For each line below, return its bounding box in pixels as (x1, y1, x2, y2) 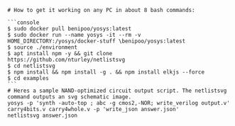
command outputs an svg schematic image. (7, 93, 132, 101)
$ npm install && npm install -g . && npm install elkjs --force (7, 69, 204, 76)
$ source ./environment (7, 44, 78, 51)
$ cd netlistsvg (7, 62, 55, 69)
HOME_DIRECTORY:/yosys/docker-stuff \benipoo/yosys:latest (7, 38, 186, 45)
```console (7, 19, 40, 26)
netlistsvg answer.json (7, 112, 78, 119)
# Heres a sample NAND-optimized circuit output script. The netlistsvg (7, 87, 227, 94)
